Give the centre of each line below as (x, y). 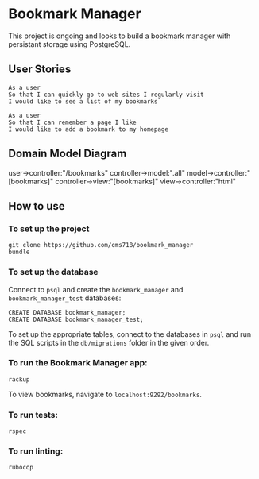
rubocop (21, 468)
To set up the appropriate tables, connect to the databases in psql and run (130, 334)
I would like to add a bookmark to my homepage (89, 129)
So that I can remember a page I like (72, 122)
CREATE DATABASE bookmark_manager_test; (76, 319)
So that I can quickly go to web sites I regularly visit (106, 95)
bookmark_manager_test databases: (65, 298)
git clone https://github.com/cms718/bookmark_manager (101, 245)
